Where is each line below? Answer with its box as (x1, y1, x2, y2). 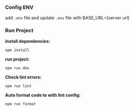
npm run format (5, 101, 36, 106)
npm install (5, 48, 29, 53)
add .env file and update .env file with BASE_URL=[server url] (5, 15, 130, 21)
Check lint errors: (5, 74, 42, 80)
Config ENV (5, 4, 34, 11)
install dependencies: (5, 38, 51, 44)
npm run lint (5, 83, 32, 89)
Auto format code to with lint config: (5, 92, 81, 98)
